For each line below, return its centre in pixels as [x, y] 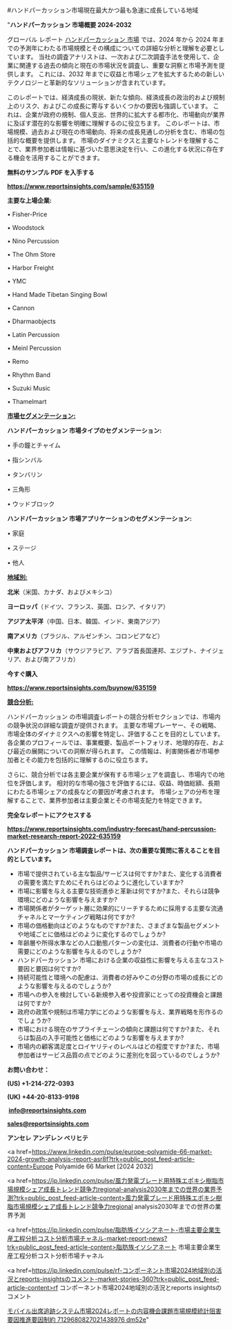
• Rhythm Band [29, 375]
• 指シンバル [25, 460]
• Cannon [21, 308]
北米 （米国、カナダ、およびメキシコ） [61, 592]
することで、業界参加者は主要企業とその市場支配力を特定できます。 [109, 800]
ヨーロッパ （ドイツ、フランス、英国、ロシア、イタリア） [88, 607]
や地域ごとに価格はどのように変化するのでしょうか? [91, 934]
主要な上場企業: [29, 200]
